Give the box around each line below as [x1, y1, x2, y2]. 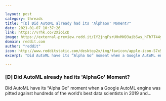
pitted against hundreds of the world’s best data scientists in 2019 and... [5, 90, 152, 96]
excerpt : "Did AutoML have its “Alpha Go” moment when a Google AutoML [5, 53, 156, 58]
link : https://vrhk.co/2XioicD [5, 30, 70, 35]
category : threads [5, 16, 43, 21]
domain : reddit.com [5, 39, 45, 45]
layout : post [5, 11, 32, 16]
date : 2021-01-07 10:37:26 [5, 25, 61, 30]
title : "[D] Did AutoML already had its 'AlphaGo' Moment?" [5, 21, 132, 26]
